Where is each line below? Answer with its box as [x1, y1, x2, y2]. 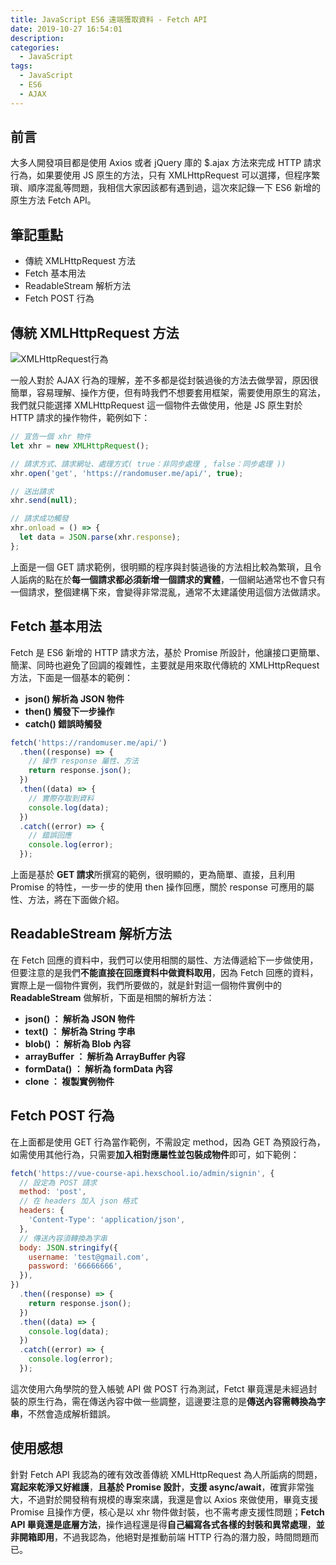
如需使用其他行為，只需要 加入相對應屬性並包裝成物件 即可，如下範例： [10, 1148, 300, 1160]
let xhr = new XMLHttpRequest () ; [10, 441, 150, 451]
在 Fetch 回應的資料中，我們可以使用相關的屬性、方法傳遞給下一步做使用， [10, 954, 319, 966]
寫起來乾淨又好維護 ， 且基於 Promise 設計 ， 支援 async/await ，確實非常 [10, 1481, 306, 1493]
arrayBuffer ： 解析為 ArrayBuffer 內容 [24, 1050, 186, 1062]
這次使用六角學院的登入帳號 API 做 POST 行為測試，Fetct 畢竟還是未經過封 [10, 1382, 318, 1395]
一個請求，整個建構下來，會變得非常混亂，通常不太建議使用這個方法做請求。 [10, 586, 326, 598]
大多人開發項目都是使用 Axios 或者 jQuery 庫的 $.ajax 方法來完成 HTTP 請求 [10, 157, 322, 169]
